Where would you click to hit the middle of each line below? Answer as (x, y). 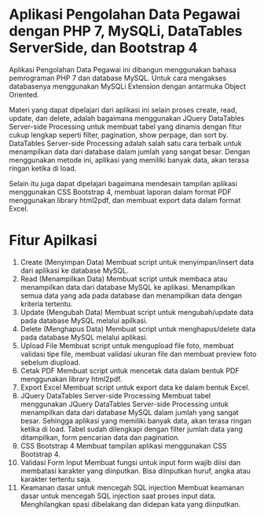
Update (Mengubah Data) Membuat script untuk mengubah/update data (137, 312)
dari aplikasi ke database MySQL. (74, 270)
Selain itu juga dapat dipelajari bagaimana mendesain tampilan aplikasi (123, 183)
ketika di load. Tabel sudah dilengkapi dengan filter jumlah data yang (131, 429)
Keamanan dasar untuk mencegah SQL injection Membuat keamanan (132, 487)
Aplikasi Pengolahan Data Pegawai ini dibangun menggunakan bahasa (123, 69)
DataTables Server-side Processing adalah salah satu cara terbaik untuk (125, 143)
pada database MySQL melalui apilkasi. (84, 321)
